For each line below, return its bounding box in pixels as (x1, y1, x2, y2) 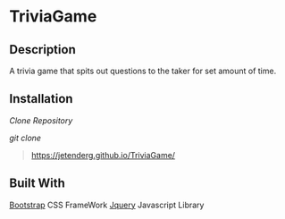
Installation (9, 91, 73, 106)
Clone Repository (9, 114, 73, 126)
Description (9, 42, 76, 57)
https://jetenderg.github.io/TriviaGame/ (30, 149, 176, 160)
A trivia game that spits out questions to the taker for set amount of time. (9, 65, 277, 76)
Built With (9, 176, 65, 191)
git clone (9, 132, 42, 143)
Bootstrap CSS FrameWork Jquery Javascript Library (9, 199, 205, 210)
